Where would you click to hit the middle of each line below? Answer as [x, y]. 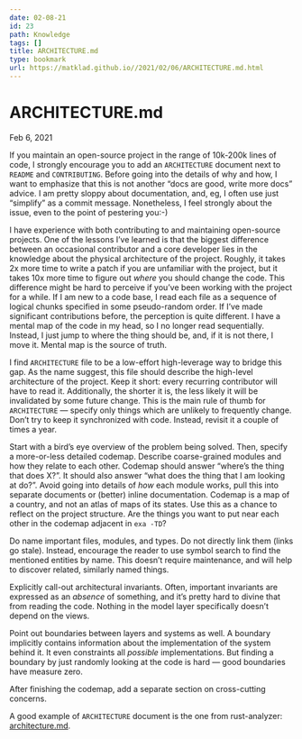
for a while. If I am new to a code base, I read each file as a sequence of [143, 297]
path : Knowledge [40, 34]
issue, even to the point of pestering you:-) [89, 212]
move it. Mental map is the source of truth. [88, 344]
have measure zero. [46, 671]
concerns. [28, 698]
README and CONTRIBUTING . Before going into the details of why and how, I [143, 174]
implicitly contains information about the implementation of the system [140, 643]
